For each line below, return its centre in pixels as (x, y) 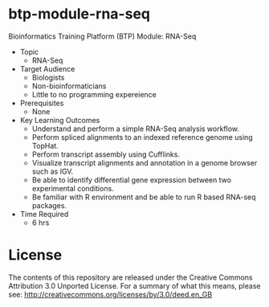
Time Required (44, 214)
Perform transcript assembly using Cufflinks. (106, 154)
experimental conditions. (73, 188)
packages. (49, 205)
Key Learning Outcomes (60, 120)
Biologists (48, 77)
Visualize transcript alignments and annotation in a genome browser (145, 162)
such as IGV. (53, 171)
